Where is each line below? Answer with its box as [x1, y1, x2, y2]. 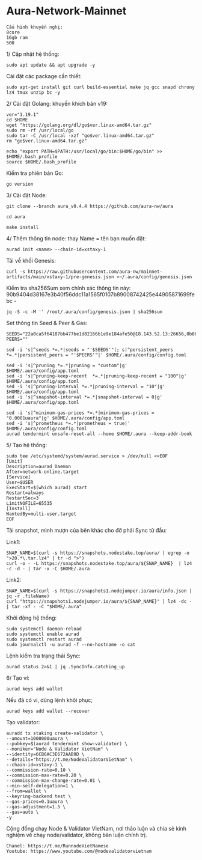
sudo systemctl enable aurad [6, 631, 79, 637]
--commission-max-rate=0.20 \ [6, 772, 82, 778]
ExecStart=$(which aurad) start [6, 484, 87, 490]
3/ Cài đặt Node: [6, 191, 47, 199]
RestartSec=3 [6, 495, 39, 501]
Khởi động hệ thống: [6, 614, 57, 621]
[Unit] [6, 458, 23, 464]
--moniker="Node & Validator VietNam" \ [6, 746, 109, 752]
